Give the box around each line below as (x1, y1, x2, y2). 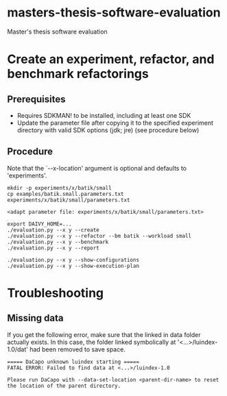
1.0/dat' (7, 345, 29, 354)
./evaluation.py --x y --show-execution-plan (7, 262, 139, 269)
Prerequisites (7, 93, 66, 105)
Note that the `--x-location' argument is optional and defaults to (7, 164, 187, 172)
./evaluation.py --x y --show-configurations (7, 256, 139, 263)
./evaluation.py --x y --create (7, 226, 99, 234)
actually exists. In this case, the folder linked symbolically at (7, 338, 176, 346)
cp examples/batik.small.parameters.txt (7, 190, 125, 197)
